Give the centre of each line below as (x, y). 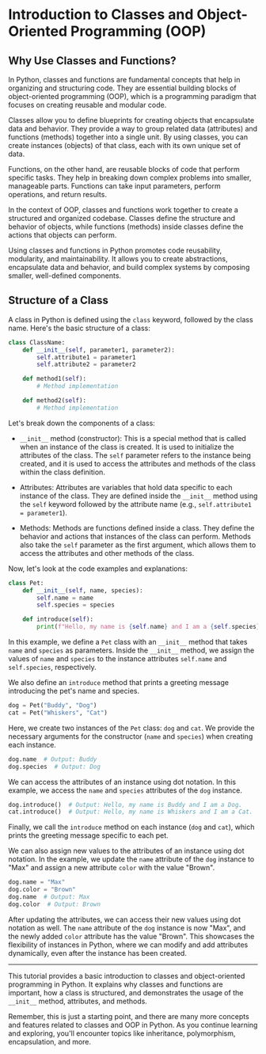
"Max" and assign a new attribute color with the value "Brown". (112, 868)
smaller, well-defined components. (65, 276)
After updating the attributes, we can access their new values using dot (125, 919)
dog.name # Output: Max (49, 897)
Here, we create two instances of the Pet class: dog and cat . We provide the (131, 728)
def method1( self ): (55, 379)
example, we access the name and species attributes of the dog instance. (125, 790)
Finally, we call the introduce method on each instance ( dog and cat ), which (131, 827)
